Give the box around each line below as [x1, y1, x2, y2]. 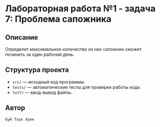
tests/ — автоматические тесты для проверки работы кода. [12, 84, 141, 90]
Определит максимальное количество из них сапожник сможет [5, 46, 142, 52]
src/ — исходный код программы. [12, 79, 85, 85]
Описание [5, 33, 38, 42]
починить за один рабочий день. [5, 51, 75, 57]
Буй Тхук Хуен [5, 117, 35, 122]
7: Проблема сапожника [5, 13, 112, 25]
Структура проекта [5, 66, 69, 74]
